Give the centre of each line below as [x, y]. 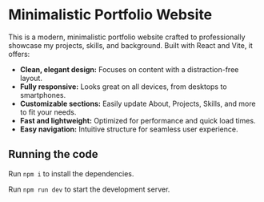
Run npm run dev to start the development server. [89, 189]
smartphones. [43, 95]
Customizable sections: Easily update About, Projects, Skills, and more [138, 103]
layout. [31, 78]
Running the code [53, 154]
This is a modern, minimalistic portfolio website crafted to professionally [127, 37]
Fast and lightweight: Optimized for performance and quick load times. [138, 120]
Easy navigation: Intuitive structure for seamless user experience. [129, 129]
